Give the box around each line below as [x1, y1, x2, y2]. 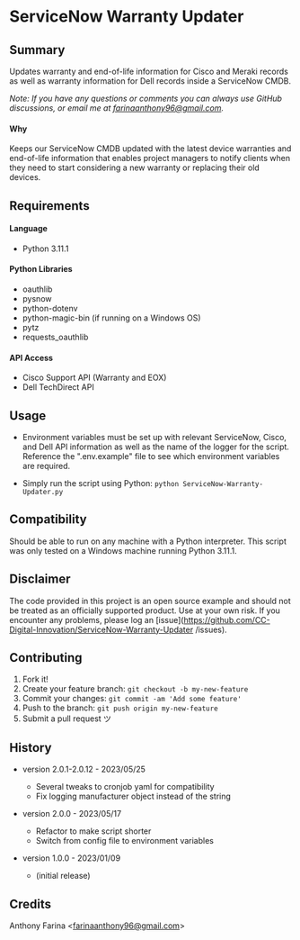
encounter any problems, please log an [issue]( [9, 614, 184, 625]
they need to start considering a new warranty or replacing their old [9, 162, 260, 173]
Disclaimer [9, 572, 71, 587]
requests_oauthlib [22, 331, 89, 342]
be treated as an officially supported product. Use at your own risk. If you [9, 605, 281, 616]
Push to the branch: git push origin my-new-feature [22, 702, 218, 713]
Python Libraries [9, 264, 74, 275]
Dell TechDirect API [22, 382, 94, 393]
